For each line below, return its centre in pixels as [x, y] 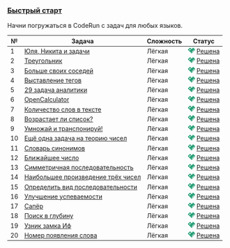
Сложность [164, 41]
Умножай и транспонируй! [63, 129]
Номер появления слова [61, 235]
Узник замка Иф [48, 226]
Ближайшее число [52, 157]
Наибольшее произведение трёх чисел [83, 177]
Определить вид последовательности [80, 187]
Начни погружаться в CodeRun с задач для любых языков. [95, 26]
